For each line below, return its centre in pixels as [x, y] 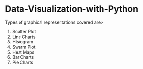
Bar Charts [23, 57]
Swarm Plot [24, 47]
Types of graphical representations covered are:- [54, 22]
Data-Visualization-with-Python [71, 9]
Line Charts [24, 37]
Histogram [22, 41]
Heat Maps [23, 52]
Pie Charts [22, 62]
